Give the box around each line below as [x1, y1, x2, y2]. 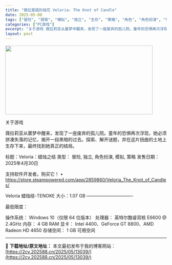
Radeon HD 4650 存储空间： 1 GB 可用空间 [5, 227, 96, 233]
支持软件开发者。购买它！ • [5, 171, 63, 177]
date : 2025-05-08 [5, 12, 42, 17]
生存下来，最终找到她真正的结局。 [5, 143, 77, 149]
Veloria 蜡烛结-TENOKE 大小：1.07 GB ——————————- [5, 193, 134, 198]
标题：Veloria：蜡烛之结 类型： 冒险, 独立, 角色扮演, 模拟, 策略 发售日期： [5, 154, 160, 160]
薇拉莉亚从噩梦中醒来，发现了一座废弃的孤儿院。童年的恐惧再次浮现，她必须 [5, 130, 167, 136]
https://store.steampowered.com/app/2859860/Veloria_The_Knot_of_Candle [5, 177, 166, 183]
